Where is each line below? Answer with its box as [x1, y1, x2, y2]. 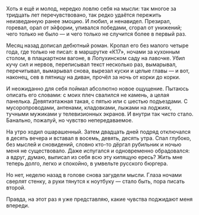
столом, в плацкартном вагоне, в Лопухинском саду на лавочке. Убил [6, 55, 185, 61]
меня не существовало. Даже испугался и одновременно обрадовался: [6, 147, 190, 154]
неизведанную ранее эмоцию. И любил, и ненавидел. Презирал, [6, 18, 172, 24]
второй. [6, 184, 26, 191]
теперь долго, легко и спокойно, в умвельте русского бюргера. [6, 160, 168, 167]
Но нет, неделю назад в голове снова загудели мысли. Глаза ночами [6, 172, 182, 178]
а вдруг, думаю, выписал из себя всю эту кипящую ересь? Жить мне [6, 154, 183, 160]
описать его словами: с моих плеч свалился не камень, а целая [6, 92, 169, 98]
